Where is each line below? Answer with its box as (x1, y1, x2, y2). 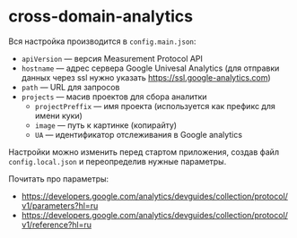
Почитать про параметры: (8, 173, 109, 184)
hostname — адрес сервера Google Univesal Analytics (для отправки (21, 63, 280, 73)
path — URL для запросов (21, 81, 120, 92)
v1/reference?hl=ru (21, 219, 92, 230)
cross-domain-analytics (8, 6, 194, 27)
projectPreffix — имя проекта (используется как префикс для (34, 100, 275, 111)
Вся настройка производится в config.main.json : (8, 36, 197, 47)
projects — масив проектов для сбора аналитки (21, 91, 207, 102)
